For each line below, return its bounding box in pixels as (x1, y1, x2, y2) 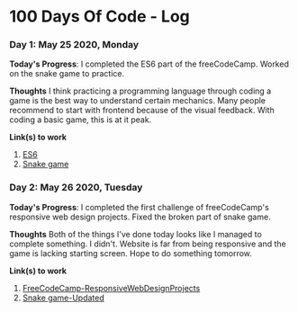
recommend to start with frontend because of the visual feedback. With (9, 105, 275, 116)
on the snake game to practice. (9, 68, 125, 79)
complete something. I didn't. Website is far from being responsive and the (9, 238, 286, 249)
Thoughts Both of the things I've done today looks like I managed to (9, 228, 263, 239)
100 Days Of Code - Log (9, 6, 191, 27)
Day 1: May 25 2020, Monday (9, 39, 140, 51)
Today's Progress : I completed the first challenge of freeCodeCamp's (9, 201, 270, 212)
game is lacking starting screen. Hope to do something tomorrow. (9, 247, 252, 258)
